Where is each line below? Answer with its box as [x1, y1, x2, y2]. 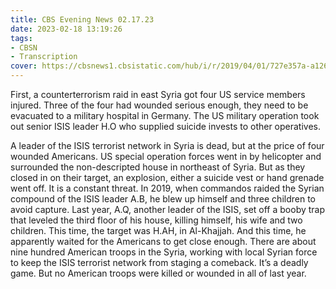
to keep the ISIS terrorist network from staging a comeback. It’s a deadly [10, 257, 309, 268]
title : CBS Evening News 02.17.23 [10, 14, 155, 25]
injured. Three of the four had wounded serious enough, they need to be [10, 99, 309, 111]
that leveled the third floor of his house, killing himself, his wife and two [10, 214, 303, 226]
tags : [10, 33, 33, 43]
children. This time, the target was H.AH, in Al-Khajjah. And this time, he [10, 225, 307, 236]
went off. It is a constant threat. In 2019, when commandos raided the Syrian [10, 182, 325, 194]
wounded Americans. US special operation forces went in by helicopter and [10, 151, 322, 162]
